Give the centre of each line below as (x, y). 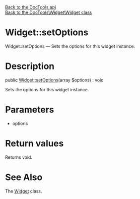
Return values (35, 143)
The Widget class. (24, 191)
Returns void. (19, 157)
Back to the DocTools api (31, 7)
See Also (24, 177)
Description (30, 66)
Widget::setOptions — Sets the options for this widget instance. (70, 46)
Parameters (30, 110)
